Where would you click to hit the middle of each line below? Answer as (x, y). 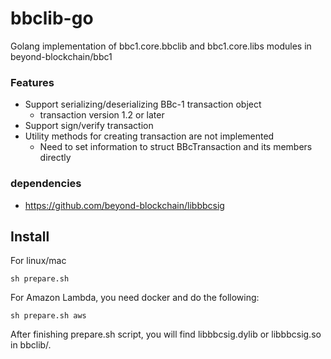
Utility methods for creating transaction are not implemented (149, 136)
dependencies (46, 184)
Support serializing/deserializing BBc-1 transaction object (143, 104)
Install (30, 236)
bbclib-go (52, 18)
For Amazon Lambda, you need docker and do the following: (135, 298)
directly (55, 158)
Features (32, 82)
